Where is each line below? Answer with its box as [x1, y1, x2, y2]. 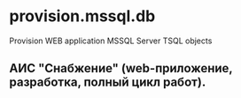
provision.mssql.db [9, 6, 156, 26]
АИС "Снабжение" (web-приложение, [9, 61, 233, 76]
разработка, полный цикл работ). [9, 75, 206, 90]
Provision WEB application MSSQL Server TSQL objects [9, 35, 213, 46]
